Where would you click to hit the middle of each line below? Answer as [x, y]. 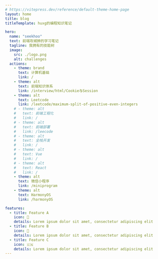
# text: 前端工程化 [34, 113]
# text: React [30, 168]
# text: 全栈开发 [32, 141]
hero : [10, 32]
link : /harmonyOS [35, 199]
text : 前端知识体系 [35, 86]
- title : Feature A [29, 213]
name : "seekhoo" [26, 37]
